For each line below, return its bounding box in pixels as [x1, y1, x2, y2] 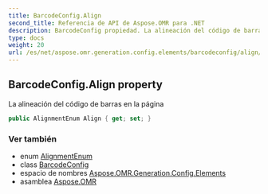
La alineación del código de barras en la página [8, 99, 164, 108]
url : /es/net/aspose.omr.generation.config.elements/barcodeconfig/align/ [8, 48, 262, 56]
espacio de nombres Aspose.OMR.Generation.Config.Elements [19, 168, 226, 177]
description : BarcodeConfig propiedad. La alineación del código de [8, 26, 241, 34]
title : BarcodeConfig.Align [8, 11, 102, 20]
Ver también [8, 133, 57, 144]
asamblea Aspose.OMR [19, 177, 97, 186]
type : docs [8, 33, 45, 42]
